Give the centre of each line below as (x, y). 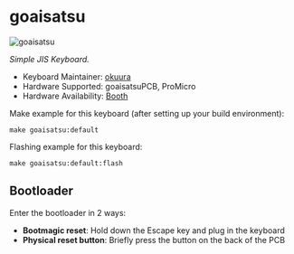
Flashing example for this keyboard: (76, 146)
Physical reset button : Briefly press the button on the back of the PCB (154, 240)
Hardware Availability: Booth (75, 96)
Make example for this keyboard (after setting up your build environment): (147, 113)
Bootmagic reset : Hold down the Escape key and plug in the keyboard (153, 230)
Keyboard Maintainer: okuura (76, 76)
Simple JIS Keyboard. (50, 59)
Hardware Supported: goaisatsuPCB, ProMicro (109, 86)
